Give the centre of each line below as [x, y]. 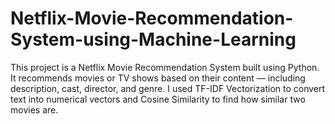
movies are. [34, 109]
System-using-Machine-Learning [153, 39]
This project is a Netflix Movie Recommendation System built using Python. [165, 67]
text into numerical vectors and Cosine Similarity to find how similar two [158, 99]
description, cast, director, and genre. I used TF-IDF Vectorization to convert [168, 88]
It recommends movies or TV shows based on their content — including [158, 78]
